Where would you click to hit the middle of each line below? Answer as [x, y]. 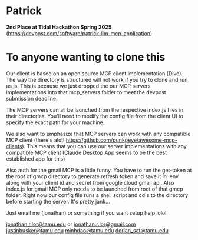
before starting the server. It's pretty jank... [58, 201]
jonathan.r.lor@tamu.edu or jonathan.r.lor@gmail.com [71, 224]
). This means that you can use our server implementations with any [104, 146]
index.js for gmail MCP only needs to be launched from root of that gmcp [95, 189]
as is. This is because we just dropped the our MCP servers [78, 86]
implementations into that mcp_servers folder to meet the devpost [86, 92]
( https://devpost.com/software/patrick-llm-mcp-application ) [79, 33]
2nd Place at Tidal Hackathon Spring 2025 [59, 27]
